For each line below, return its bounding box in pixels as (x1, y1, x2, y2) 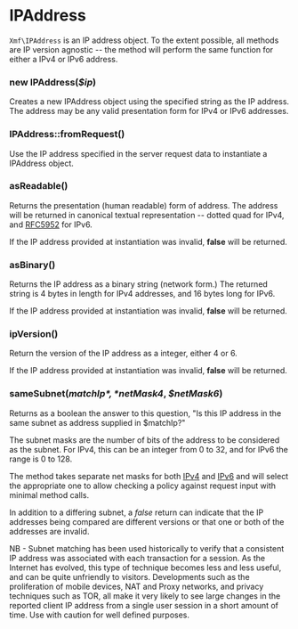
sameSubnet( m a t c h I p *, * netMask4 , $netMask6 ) (9, 388, 223, 400)
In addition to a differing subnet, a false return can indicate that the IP (9, 507, 264, 518)
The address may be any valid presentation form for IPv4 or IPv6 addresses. (9, 106, 289, 117)
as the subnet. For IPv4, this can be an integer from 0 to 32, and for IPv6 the (9, 444, 289, 454)
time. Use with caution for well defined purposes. (9, 609, 189, 620)
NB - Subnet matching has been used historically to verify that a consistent (9, 543, 285, 553)
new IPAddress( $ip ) (9, 76, 96, 88)
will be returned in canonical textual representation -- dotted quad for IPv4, (9, 209, 285, 220)
